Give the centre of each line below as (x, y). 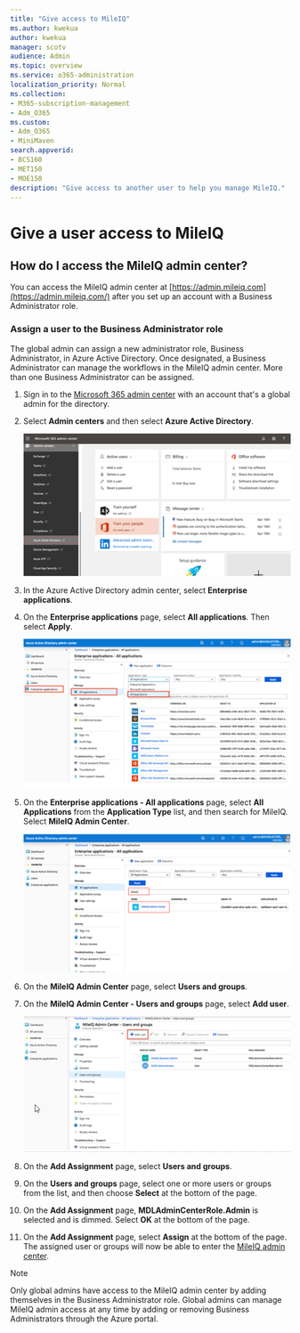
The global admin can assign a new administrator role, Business (127, 348)
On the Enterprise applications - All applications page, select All (143, 802)
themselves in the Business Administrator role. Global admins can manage (146, 1300)
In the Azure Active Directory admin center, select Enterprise (135, 590)
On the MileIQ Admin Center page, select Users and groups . (135, 987)
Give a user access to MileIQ (118, 233)
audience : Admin (40, 57)
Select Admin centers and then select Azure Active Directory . (138, 421)
